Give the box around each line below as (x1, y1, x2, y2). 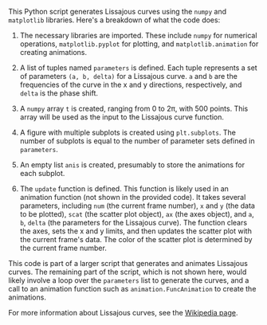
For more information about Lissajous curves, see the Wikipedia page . (8, 308, 238, 317)
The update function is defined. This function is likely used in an (19, 184, 230, 194)
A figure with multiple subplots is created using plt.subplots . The (19, 127, 237, 137)
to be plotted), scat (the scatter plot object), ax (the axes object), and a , (19, 209, 254, 218)
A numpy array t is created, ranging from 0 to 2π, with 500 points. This (19, 104, 249, 113)
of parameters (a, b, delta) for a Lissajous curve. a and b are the (19, 72, 238, 80)
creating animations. (19, 48, 88, 57)
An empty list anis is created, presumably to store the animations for (19, 160, 245, 170)
